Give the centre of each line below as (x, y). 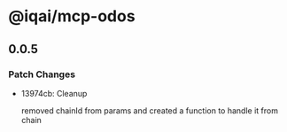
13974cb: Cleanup (54, 93)
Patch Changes (42, 74)
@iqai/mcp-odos (72, 16)
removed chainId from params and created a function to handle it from (149, 110)
